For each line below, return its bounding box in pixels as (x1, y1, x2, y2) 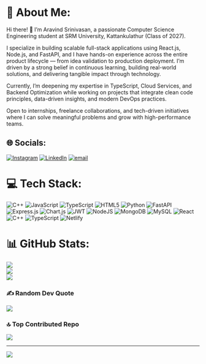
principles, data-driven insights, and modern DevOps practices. (6, 95, 167, 102)
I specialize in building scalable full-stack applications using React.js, (6, 44, 181, 51)
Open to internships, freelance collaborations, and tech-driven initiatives (6, 107, 189, 114)
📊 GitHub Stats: (6, 237, 90, 251)
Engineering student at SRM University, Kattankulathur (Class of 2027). (6, 32, 186, 39)
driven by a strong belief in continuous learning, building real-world (6, 64, 177, 71)
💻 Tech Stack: (6, 176, 82, 191)
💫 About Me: (6, 6, 71, 20)
